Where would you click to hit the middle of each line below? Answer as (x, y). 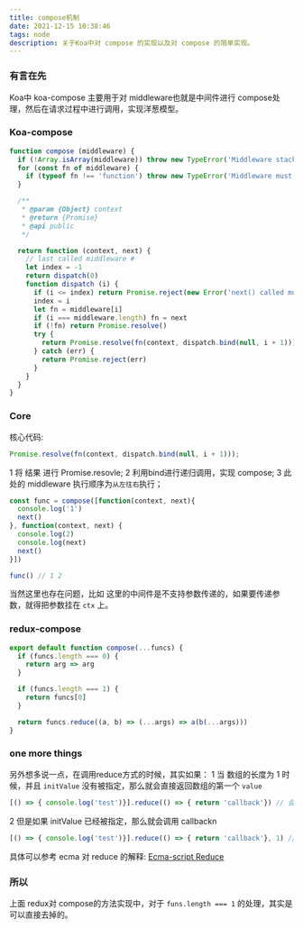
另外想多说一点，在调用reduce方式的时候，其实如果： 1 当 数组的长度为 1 (145, 774)
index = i (51, 301)
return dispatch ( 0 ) (62, 276)
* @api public (48, 226)
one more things (46, 753)
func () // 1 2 (36, 576)
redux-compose (46, 629)
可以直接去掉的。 (41, 914)
